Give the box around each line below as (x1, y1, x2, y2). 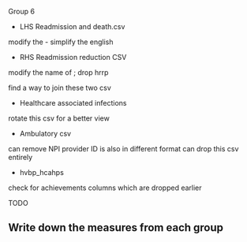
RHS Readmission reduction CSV (19, 53, 127, 61)
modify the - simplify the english (8, 37, 114, 47)
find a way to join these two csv (8, 83, 112, 92)
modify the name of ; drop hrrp (8, 68, 109, 77)
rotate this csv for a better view (8, 114, 110, 123)
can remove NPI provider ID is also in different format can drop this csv (8, 144, 239, 153)
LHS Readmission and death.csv (19, 22, 125, 31)
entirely (8, 153, 33, 162)
